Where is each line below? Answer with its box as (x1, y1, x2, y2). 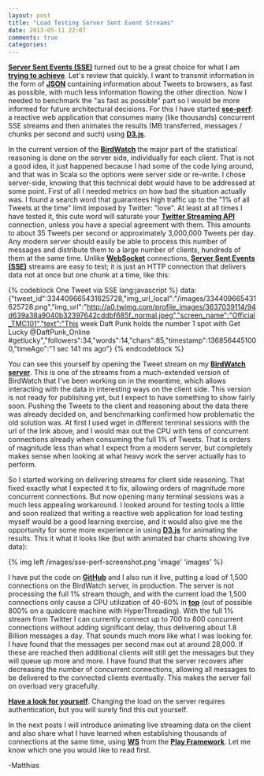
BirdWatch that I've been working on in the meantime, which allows (8, 376, 226, 386)
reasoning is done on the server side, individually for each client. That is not (8, 153, 255, 162)
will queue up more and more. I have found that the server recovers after (8, 656, 244, 666)
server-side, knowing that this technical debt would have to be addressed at (8, 178, 255, 188)
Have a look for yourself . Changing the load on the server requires (8, 696, 225, 706)
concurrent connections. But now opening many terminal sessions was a (8, 492, 244, 501)
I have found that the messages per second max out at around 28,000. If (8, 640, 244, 649)
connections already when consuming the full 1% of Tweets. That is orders (8, 435, 251, 444)
